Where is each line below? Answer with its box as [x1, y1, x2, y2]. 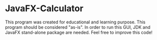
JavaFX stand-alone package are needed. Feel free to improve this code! [5, 29, 153, 35]
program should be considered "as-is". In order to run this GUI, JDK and [5, 24, 151, 30]
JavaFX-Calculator [5, 3, 83, 14]
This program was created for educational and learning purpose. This [5, 19, 146, 25]
